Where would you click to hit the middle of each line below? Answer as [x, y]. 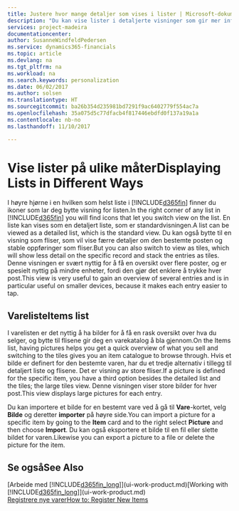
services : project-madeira [47, 27]
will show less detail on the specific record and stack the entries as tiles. [113, 255]
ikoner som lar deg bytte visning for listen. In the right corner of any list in [114, 210]
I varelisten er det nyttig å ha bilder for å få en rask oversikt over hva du [112, 333]
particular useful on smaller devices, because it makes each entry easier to [117, 286]
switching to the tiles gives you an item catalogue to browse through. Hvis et [119, 356]
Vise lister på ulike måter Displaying [114, 168]
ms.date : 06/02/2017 [38, 87]
